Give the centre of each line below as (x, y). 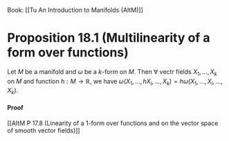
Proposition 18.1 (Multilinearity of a (109, 38)
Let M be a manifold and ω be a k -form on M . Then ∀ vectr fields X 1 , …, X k (112, 72)
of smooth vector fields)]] (44, 130)
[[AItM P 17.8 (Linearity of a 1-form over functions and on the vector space (113, 123)
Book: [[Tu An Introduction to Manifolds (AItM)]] (75, 10)
